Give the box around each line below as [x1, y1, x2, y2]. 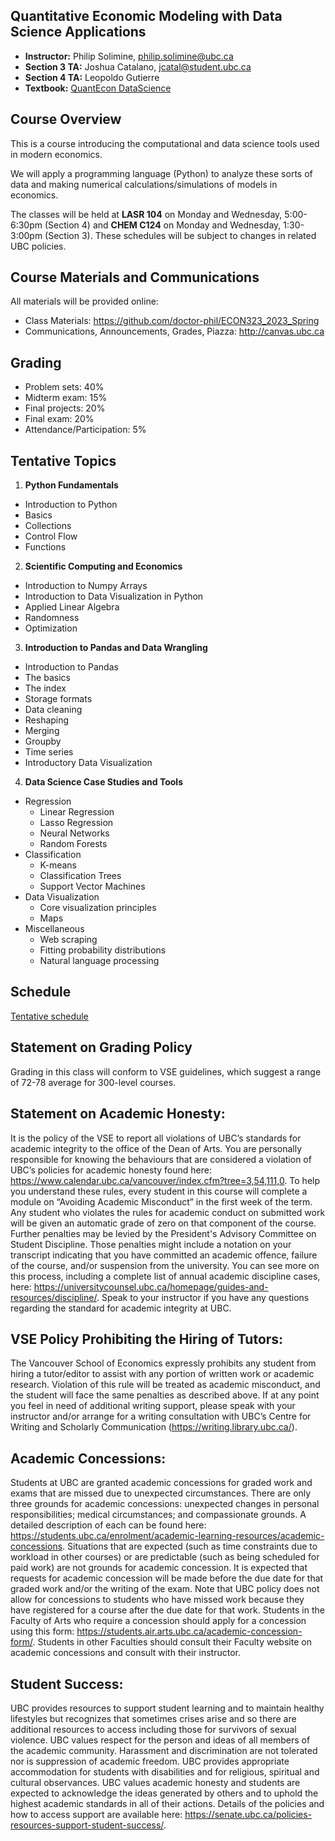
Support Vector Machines [39, 880, 146, 893]
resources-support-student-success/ [10, 1819, 164, 1831]
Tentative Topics [10, 452, 117, 469]
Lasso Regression [39, 817, 114, 829]
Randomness [24, 612, 80, 624]
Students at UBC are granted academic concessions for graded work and [10, 1477, 313, 1489]
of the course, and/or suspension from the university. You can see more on [10, 1259, 320, 1271]
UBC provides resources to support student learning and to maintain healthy [10, 1702, 325, 1714]
